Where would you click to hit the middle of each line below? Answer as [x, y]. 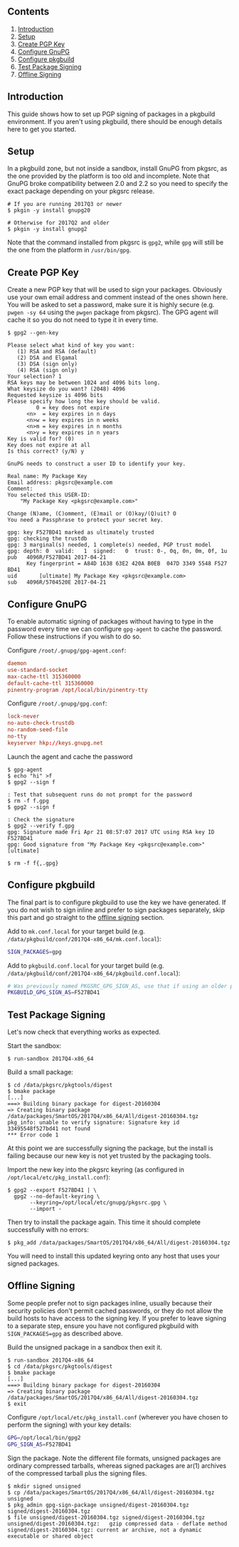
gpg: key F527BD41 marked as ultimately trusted [81, 533]
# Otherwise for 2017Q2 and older [59, 223]
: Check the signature [41, 819]
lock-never [23, 716]
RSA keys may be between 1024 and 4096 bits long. [84, 383]
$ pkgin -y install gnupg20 [49, 211]
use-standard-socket [38, 670]
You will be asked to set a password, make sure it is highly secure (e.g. [111, 305]
